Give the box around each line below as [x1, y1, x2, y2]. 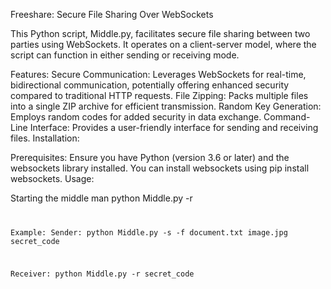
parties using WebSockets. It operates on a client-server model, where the [10, 39, 317, 50]
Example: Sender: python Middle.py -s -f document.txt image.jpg [10, 227, 288, 238]
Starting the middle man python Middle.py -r [10, 192, 193, 204]
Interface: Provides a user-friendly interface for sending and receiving [29, 122, 319, 133]
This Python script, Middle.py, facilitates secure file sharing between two [10, 28, 311, 39]
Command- [263, 111, 311, 123]
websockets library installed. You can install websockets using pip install [10, 162, 310, 174]
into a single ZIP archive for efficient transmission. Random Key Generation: [10, 100, 322, 112]
